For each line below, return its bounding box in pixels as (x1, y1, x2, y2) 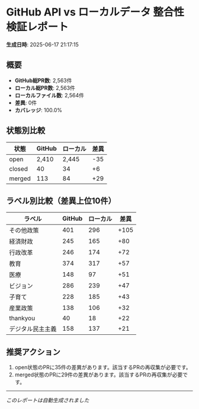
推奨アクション (6, 347, 60, 357)
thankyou (9, 314, 36, 322)
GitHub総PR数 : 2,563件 (14, 76, 72, 84)
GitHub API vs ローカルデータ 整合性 (6, 5, 185, 19)
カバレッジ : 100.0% (14, 106, 63, 113)
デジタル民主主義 (9, 325, 57, 333)
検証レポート (6, 20, 69, 34)
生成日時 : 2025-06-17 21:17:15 (6, 41, 79, 48)
